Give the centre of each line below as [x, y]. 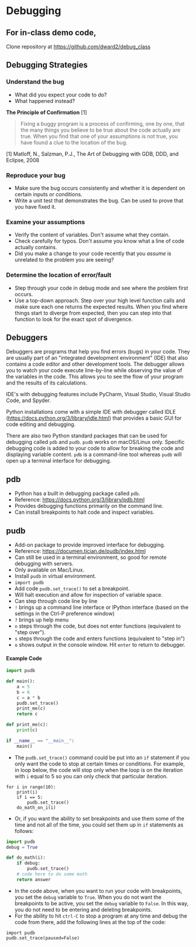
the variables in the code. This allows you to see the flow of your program [95, 377]
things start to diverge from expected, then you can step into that [93, 313]
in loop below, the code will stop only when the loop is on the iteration [99, 770]
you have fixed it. [35, 206]
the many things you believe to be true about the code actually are [100, 130]
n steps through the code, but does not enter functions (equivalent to [98, 626]
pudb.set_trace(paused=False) [43, 938]
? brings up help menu [42, 620]
